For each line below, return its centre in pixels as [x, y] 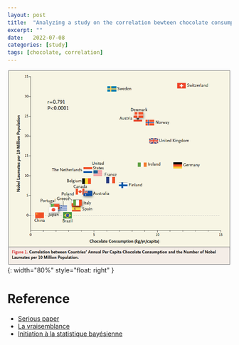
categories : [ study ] [38, 45]
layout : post [27, 15]
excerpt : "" [25, 30]
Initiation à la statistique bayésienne [70, 334]
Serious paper [38, 318]
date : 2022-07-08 [36, 38]
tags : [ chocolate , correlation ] [55, 53]
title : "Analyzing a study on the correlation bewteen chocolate [108, 22]
